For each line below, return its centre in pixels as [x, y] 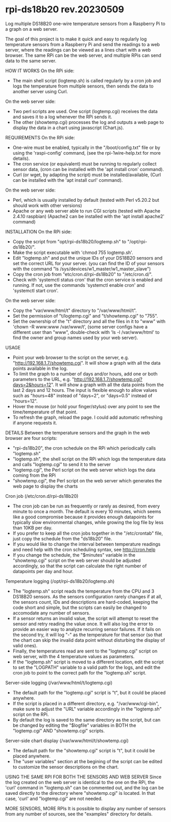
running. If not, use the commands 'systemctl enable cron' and [79, 285]
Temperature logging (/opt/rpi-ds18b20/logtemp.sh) [60, 581]
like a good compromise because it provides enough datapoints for [83, 517]
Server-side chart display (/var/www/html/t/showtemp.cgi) [67, 741]
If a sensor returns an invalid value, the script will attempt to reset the [86, 618]
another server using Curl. [40, 91]
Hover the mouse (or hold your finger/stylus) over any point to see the [86, 406]
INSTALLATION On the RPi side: [39, 231]
